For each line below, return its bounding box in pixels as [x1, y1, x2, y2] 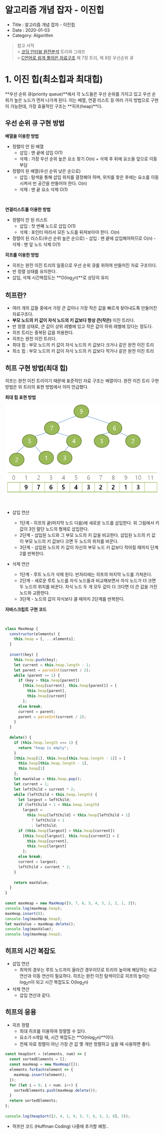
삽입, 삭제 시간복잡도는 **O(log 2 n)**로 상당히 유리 [12, 275, 109, 281]
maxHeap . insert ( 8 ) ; [5, 911, 45, 916]
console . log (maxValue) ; [5, 927, 54, 932]
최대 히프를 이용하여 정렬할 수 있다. [19, 1028, 87, 1034]
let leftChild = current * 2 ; [14, 787, 76, 792]
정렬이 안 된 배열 [12, 143, 44, 149]
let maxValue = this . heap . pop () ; [14, 776, 82, 781]
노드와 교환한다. [19, 590, 50, 596]
